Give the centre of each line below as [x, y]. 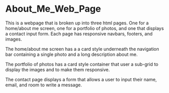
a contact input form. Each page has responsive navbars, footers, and [79, 34]
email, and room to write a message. [44, 85]
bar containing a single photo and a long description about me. [71, 54]
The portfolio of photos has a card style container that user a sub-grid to [82, 64]
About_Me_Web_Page [53, 9]
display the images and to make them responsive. [58, 70]
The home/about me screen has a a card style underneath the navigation [82, 49]
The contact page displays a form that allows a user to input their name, [81, 79]
